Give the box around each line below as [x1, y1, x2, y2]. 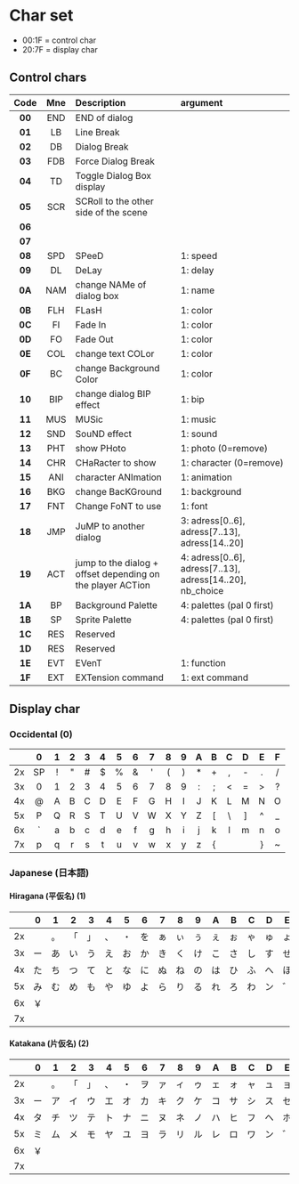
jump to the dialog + [75, 556, 159, 569]
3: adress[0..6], [181, 514, 246, 526]
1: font [181, 499, 208, 512]
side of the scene [75, 206, 149, 218]
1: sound [181, 427, 218, 440]
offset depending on [75, 567, 160, 580]
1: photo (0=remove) [181, 442, 269, 454]
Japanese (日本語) [9, 867, 90, 880]
